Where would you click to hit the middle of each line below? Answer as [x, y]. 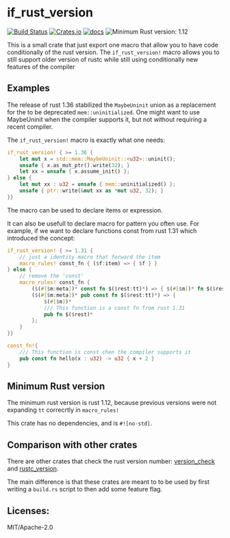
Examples [28, 88]
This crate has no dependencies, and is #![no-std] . [80, 424]
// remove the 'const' [52, 276]
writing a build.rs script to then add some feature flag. [85, 489]
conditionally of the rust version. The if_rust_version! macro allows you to [114, 52]
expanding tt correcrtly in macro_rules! [63, 410]
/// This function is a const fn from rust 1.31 [114, 308]
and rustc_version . [33, 469]
